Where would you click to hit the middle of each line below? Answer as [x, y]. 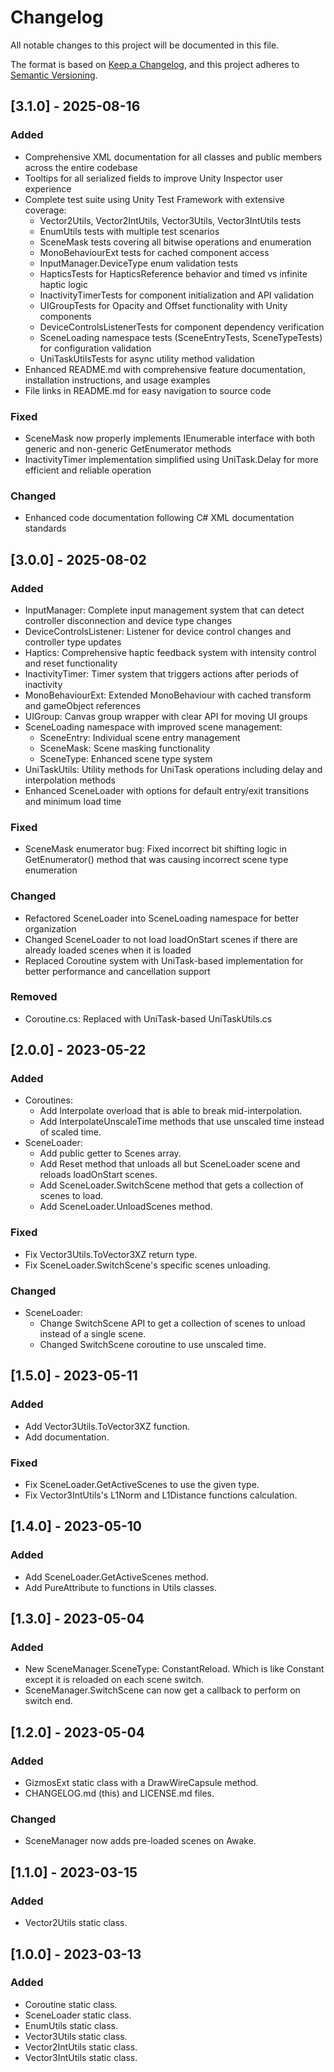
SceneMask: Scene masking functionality [125, 748]
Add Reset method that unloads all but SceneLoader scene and [170, 1164]
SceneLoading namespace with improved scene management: [153, 727]
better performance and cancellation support [117, 971]
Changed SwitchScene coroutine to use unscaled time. [153, 1345]
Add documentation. [67, 1437]
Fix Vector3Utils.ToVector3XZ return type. [111, 1254]
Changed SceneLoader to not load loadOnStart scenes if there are [161, 939]
